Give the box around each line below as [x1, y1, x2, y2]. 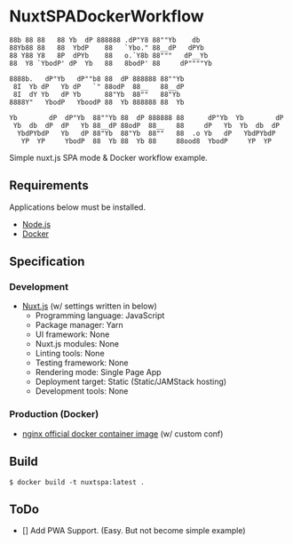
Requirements [9, 178, 89, 193]
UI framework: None [35, 329, 110, 340]
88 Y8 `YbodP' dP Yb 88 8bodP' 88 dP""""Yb [9, 59, 213, 68]
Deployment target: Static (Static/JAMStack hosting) [35, 376, 227, 388]
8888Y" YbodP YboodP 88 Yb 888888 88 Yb [9, 98, 185, 107]
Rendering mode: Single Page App [35, 367, 162, 378]
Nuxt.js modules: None [35, 339, 120, 349]
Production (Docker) [9, 408, 99, 420]
